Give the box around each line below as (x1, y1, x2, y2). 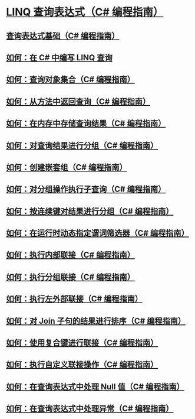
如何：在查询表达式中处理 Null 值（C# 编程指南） (6, 382, 184, 392)
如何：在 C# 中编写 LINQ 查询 (6, 53, 113, 63)
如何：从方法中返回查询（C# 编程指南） (6, 96, 151, 106)
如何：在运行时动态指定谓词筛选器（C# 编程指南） (6, 228, 190, 238)
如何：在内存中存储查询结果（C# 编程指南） (6, 119, 166, 129)
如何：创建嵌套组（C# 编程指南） (6, 162, 128, 172)
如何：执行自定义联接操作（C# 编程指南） (6, 360, 158, 370)
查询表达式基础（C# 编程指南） (6, 31, 120, 41)
